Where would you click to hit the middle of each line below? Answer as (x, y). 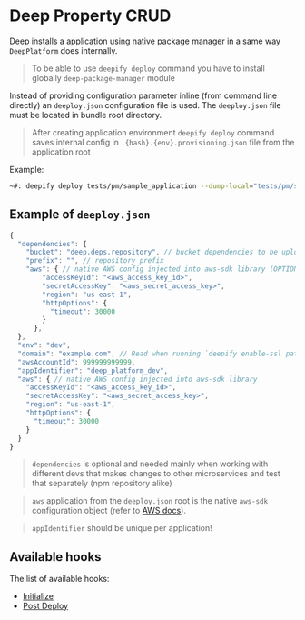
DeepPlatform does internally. (64, 50)
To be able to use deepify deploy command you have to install (148, 68)
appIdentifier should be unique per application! (122, 528)
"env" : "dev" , (44, 345)
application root (61, 152)
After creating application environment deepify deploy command (153, 132)
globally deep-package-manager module (103, 77)
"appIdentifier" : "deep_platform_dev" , (93, 370)
